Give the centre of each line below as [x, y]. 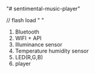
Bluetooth [27, 32]
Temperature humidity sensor [52, 51]
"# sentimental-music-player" [43, 9]
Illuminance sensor [38, 45]
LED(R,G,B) [29, 57]
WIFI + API [28, 38]
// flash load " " [25, 20]
